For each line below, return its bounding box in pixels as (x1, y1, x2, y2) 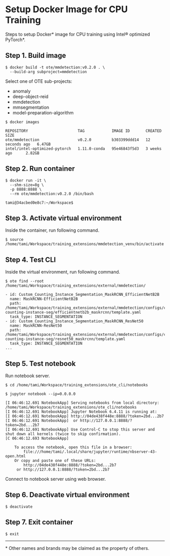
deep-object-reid (12, 93, 49, 100)
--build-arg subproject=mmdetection (10, 69, 87, 74)
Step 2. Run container (5, 164, 75, 173)
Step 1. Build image (5, 51, 66, 60)
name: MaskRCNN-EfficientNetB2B (10, 296, 78, 302)
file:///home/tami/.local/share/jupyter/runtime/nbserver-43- (23, 449, 157, 454)
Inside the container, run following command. (5, 227, 100, 233)
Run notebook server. (5, 373, 50, 379)
